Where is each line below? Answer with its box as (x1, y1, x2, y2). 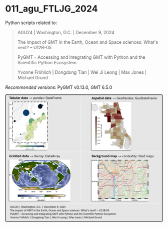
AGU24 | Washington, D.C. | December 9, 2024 (17, 29, 115, 35)
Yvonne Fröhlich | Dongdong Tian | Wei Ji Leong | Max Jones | (17, 69, 146, 75)
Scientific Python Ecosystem (17, 59, 76, 65)
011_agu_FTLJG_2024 (5, 3, 98, 15)
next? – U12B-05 (17, 44, 51, 50)
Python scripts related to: (5, 20, 57, 26)
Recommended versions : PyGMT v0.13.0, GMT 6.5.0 (5, 84, 112, 90)
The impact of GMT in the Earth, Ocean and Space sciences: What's (17, 39, 158, 45)
